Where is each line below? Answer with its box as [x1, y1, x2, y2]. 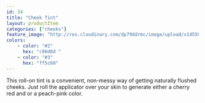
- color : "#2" [17, 43, 53, 49]
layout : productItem [6, 20, 59, 26]
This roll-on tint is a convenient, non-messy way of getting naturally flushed [6, 77, 197, 84]
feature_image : [6, 32, 45, 38]
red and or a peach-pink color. [6, 90, 83, 97]
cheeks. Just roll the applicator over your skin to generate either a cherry [6, 83, 190, 90]
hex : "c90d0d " [22, 49, 62, 55]
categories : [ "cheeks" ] [6, 26, 67, 32]
